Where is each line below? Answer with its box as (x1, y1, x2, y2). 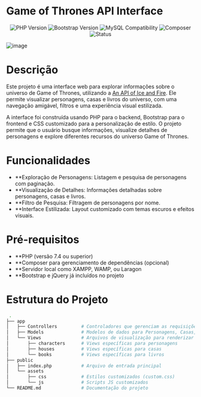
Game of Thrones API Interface (6, 4, 163, 18)
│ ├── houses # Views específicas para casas (6, 346, 162, 352)
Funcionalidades (6, 154, 91, 167)
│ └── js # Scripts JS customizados (6, 380, 148, 386)
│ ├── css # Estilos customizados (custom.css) (6, 374, 175, 380)
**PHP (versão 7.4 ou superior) (14, 252, 93, 260)
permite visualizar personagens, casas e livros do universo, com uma (6, 95, 177, 103)
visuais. (14, 212, 34, 219)
